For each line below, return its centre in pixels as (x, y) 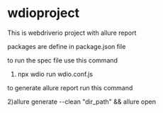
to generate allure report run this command (70, 87)
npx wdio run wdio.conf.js (55, 74)
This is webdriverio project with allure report (72, 33)
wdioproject (44, 13)
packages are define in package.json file (67, 46)
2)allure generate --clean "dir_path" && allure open (81, 102)
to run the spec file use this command (63, 60)
